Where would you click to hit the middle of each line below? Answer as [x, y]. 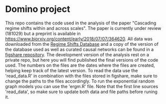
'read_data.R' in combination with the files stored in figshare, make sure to [82, 76]
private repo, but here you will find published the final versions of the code [82, 60]
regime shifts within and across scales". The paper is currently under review [83, 28]
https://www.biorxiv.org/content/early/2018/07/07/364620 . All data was [79, 39]
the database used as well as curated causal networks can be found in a [80, 49]
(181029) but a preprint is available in [43, 33]
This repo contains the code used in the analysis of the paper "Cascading [81, 23]
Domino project [38, 9]
